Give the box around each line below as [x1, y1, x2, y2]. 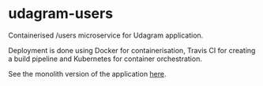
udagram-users [8, 5, 113, 23]
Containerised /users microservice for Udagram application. [8, 30, 204, 40]
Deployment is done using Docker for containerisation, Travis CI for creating [8, 45, 256, 55]
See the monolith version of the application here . [8, 69, 167, 78]
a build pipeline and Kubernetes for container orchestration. [8, 54, 203, 63]
